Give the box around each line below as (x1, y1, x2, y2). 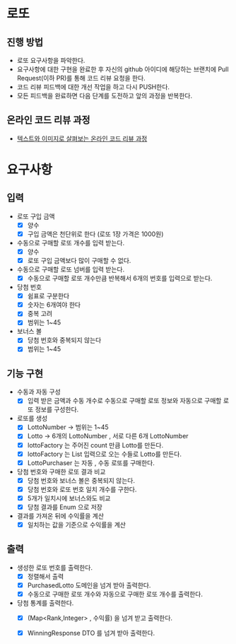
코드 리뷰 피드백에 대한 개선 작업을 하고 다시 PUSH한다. (16, 83, 170, 91)
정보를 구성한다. (35, 405, 79, 414)
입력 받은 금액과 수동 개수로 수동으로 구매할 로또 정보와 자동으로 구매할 (27, 397, 222, 405)
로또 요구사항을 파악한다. (16, 57, 85, 64)
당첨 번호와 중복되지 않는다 (27, 336, 102, 344)
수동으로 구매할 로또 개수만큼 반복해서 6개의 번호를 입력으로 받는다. (27, 274, 213, 283)
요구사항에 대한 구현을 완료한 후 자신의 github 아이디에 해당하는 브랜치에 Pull (16, 65, 229, 74)
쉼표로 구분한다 (27, 292, 70, 300)
